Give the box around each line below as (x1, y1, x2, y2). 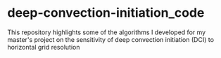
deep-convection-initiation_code (7, 5, 205, 21)
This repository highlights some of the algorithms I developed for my (7, 28, 206, 36)
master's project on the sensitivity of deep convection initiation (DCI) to (7, 35, 215, 43)
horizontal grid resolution (7, 43, 80, 51)
